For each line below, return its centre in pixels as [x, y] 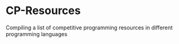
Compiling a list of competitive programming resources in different [89, 28]
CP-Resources [43, 11]
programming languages [37, 34]
